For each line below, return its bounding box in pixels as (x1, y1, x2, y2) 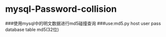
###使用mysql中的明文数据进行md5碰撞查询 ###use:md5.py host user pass (5, 20, 161, 26)
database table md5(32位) (5, 26, 59, 33)
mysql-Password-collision (5, 3, 117, 15)
